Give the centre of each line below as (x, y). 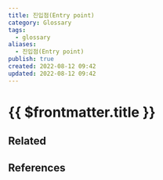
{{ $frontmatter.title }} (82, 112)
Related (27, 141)
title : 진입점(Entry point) (52, 15)
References (37, 168)
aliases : (22, 45)
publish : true (31, 59)
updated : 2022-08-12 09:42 (52, 74)
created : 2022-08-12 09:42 (52, 67)
